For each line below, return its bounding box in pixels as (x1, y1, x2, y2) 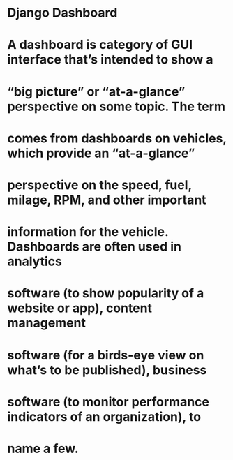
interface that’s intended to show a (7, 52, 214, 68)
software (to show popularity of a (7, 285, 204, 302)
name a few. (7, 440, 79, 457)
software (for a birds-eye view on (7, 347, 204, 363)
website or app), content (7, 300, 152, 316)
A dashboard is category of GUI (7, 37, 193, 53)
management (7, 316, 86, 331)
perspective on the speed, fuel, (7, 177, 192, 193)
